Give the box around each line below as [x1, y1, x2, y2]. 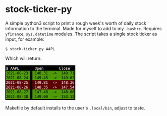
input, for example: [5, 36, 44, 42]
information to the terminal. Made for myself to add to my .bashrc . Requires [5, 25, 162, 31]
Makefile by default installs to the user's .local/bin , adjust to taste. [5, 104, 145, 111]
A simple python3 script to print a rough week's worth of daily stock [5, 20, 146, 26]
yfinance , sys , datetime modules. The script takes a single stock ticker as [5, 31, 157, 37]
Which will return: [5, 55, 42, 61]
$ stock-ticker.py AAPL [5, 46, 55, 51]
